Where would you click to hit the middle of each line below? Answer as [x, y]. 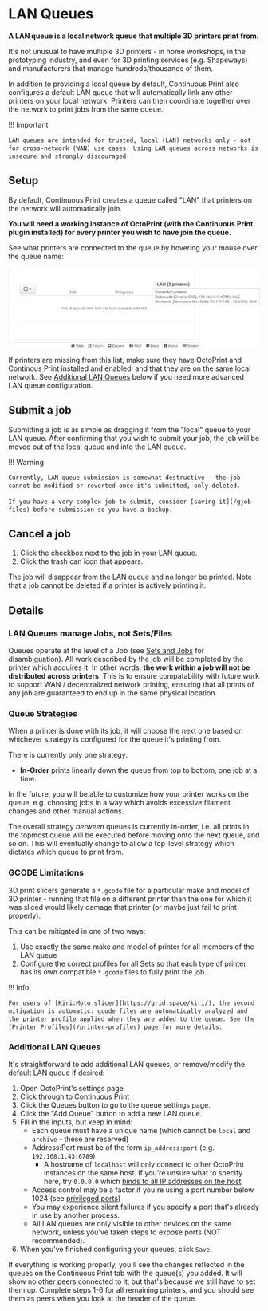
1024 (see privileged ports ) [76, 1199]
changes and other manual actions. [66, 811]
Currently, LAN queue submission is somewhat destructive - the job [124, 478]
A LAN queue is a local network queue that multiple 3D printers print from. [134, 36]
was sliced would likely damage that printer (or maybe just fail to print [122, 907]
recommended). [58, 1241]
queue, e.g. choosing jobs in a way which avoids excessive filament [120, 803]
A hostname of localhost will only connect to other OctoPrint [144, 1164]
